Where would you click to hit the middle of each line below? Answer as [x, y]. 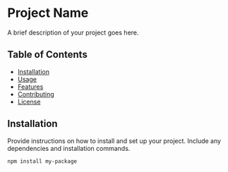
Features [30, 87]
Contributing [36, 94]
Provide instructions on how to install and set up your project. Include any [114, 141]
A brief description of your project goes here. [73, 32]
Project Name [48, 13]
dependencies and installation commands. [69, 148]
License [29, 102]
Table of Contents [48, 55]
